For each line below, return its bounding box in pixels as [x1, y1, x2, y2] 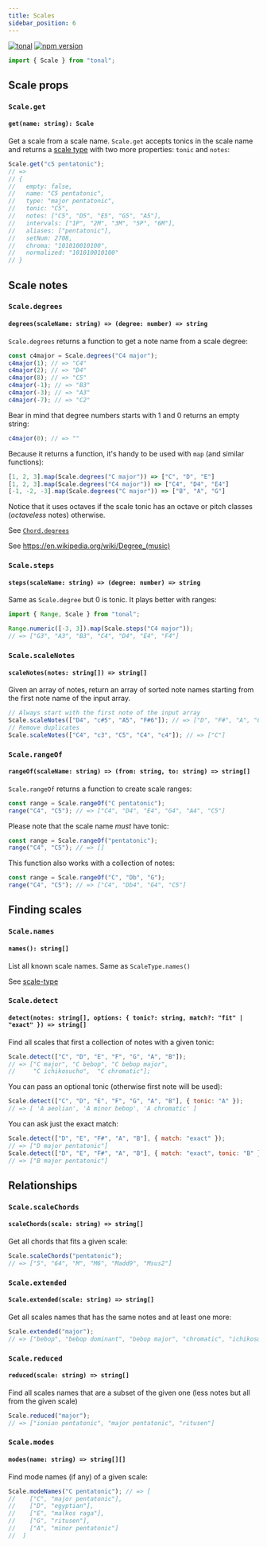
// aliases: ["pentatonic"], [8, 226, 112, 235]
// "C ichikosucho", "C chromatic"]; [8, 1067, 151, 1075]
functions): [8, 457, 44, 467]
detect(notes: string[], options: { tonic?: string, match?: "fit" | [8, 1014, 244, 1022]
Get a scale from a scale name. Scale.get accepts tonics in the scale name [8, 136, 253, 146]
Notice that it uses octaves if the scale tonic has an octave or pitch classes [8, 502, 253, 511]
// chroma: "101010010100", [8, 241, 109, 249]
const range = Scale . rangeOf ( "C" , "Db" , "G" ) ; [8, 874, 165, 882]
